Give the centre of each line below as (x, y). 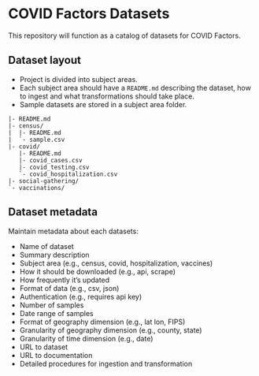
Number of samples (52, 305)
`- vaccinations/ (37, 188)
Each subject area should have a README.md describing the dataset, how (135, 87)
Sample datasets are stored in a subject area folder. (103, 104)
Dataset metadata (53, 212)
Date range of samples (56, 313)
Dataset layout (44, 60)
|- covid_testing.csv (54, 167)
